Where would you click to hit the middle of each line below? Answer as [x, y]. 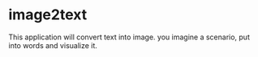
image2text [48, 15]
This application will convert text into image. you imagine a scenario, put [129, 37]
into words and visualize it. [53, 45]
